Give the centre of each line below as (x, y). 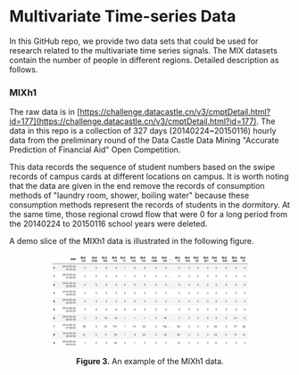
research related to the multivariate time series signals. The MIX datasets (144, 50)
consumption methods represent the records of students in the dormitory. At (149, 205)
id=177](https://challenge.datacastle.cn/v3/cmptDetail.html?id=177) (133, 121)
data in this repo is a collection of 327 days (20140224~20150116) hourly (143, 131)
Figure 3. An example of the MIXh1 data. (150, 362)
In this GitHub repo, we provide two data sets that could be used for (134, 41)
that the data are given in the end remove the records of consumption (137, 186)
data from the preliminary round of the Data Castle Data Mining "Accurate (144, 141)
